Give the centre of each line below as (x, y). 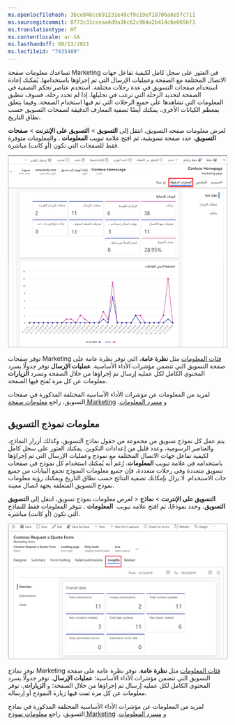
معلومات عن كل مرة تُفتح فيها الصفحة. (58, 381)
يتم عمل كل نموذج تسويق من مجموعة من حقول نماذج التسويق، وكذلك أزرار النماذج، (116, 441)
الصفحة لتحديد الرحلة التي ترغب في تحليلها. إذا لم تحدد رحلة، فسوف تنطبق (105, 95)
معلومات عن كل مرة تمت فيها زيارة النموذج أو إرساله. (77, 693)
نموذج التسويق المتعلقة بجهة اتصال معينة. (61, 485)
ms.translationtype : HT (43, 29)
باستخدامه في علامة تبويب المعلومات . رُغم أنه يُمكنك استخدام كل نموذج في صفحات (115, 463)
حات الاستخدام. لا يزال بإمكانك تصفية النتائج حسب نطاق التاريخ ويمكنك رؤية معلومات (117, 478)
